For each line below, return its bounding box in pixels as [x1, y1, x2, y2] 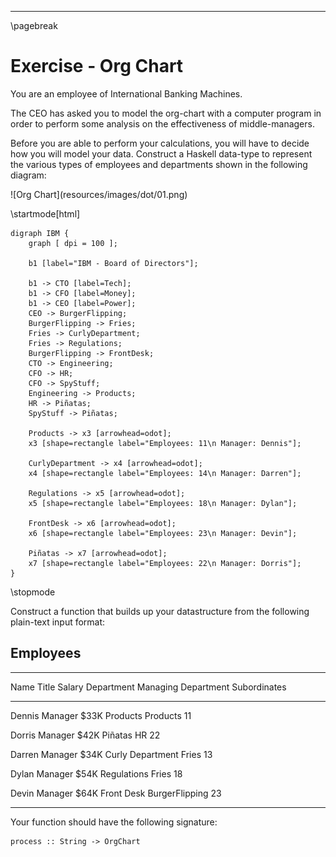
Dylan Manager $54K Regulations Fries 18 [10, 767, 183, 780]
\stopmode [10, 586, 56, 598]
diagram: [10, 169, 47, 181]
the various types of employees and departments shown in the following [10, 158, 308, 170]
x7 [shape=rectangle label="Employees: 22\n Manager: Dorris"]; [28, 558, 302, 568]
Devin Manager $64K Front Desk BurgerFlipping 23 [10, 787, 222, 799]
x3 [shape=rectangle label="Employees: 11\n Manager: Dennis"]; [28, 438, 302, 448]
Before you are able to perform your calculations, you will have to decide [10, 137, 310, 149]
